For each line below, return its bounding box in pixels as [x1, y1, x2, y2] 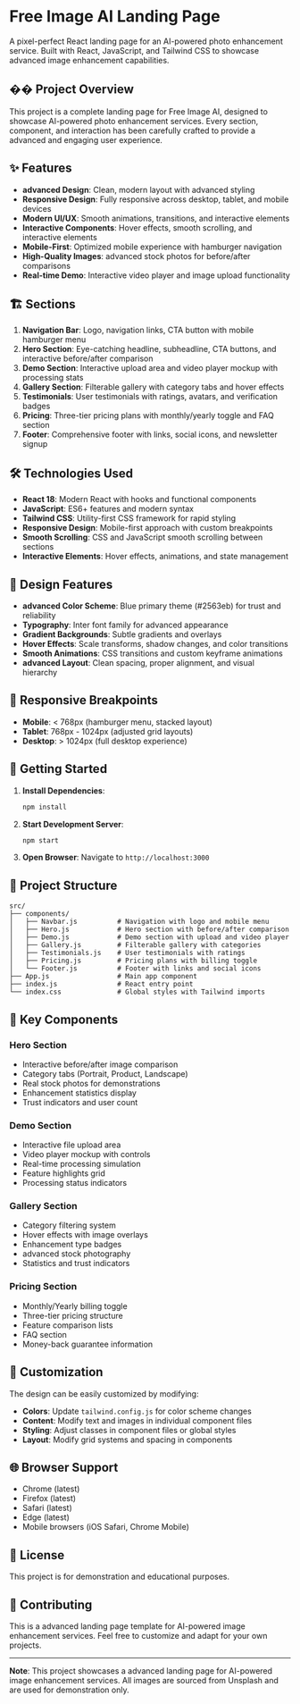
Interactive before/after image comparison [21, 1059, 179, 1070]
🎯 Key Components [9, 1011, 119, 1027]
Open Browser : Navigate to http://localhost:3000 [21, 852, 210, 863]
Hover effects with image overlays [21, 1230, 149, 1240]
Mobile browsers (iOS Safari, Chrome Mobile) [21, 1522, 190, 1532]
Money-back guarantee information [21, 1339, 154, 1349]
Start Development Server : [21, 818, 124, 829]
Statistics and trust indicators [21, 1258, 130, 1269]
